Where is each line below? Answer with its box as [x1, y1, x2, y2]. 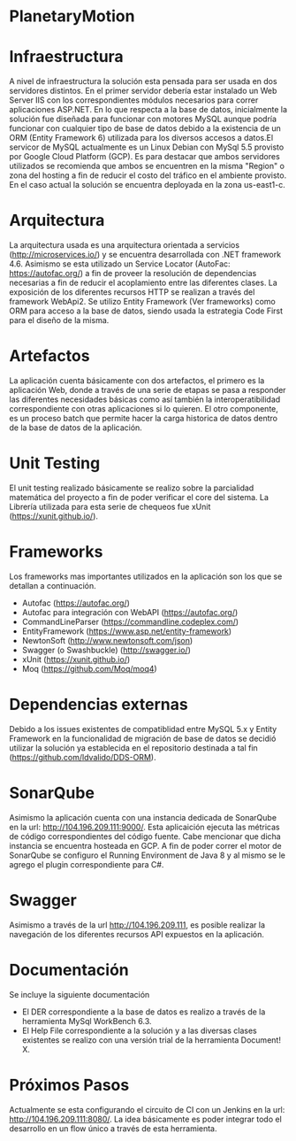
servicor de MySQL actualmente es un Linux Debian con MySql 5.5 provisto [9, 142, 285, 152]
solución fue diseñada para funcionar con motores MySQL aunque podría [9, 113, 277, 125]
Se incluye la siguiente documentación [9, 989, 150, 999]
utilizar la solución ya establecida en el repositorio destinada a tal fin [9, 742, 258, 753]
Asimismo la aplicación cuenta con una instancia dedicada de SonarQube [9, 812, 277, 822]
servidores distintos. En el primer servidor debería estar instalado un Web [9, 86, 277, 96]
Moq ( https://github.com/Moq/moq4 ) [21, 663, 157, 674]
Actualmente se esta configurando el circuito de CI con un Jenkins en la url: [9, 1104, 285, 1114]
